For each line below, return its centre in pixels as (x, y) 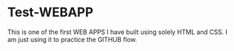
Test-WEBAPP (50, 12)
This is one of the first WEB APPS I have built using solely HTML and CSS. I (117, 32)
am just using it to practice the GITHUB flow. (72, 39)
